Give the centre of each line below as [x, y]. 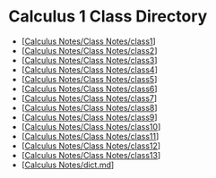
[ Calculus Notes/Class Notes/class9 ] [89, 117]
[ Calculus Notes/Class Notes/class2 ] [89, 50]
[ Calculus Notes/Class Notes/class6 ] [89, 89]
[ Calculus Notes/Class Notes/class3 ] [89, 60]
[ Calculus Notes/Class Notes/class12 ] [91, 146]
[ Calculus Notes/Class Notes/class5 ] [89, 79]
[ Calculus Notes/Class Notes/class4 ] [89, 70]
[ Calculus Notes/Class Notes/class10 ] [91, 126]
